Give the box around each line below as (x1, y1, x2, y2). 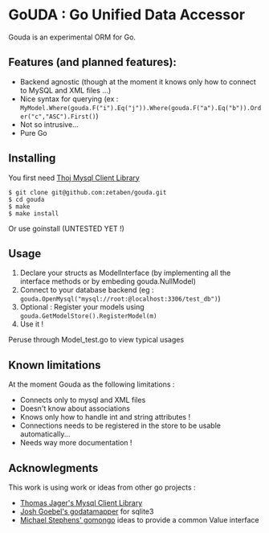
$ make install (8, 209, 59, 218)
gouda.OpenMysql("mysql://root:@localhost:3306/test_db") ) (19, 293, 221, 303)
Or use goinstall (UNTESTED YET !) (8, 223, 124, 233)
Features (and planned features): (8, 55, 177, 69)
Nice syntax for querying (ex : (19, 94, 119, 104)
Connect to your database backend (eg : (19, 285, 154, 295)
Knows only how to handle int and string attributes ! (19, 412, 191, 422)
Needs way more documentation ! (19, 438, 132, 448)
